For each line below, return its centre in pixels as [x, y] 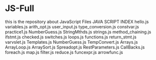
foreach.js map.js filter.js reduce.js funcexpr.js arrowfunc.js [64, 52]
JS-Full [20, 8]
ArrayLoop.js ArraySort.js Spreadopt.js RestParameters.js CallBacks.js [75, 47]
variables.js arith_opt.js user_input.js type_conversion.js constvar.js [72, 26]
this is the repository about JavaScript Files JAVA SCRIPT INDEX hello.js [77, 22]
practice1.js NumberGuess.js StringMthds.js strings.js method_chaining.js [78, 32]
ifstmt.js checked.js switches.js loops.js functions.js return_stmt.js [71, 37]
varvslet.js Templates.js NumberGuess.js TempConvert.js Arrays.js [71, 42]
